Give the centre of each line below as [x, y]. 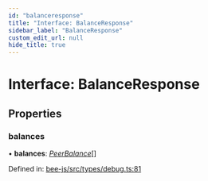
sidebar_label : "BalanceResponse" [66, 30]
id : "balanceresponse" [46, 15]
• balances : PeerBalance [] [53, 153]
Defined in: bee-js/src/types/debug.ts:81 [75, 169]
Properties [35, 113]
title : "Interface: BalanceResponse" [71, 23]
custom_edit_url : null [46, 38]
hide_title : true [37, 45]
